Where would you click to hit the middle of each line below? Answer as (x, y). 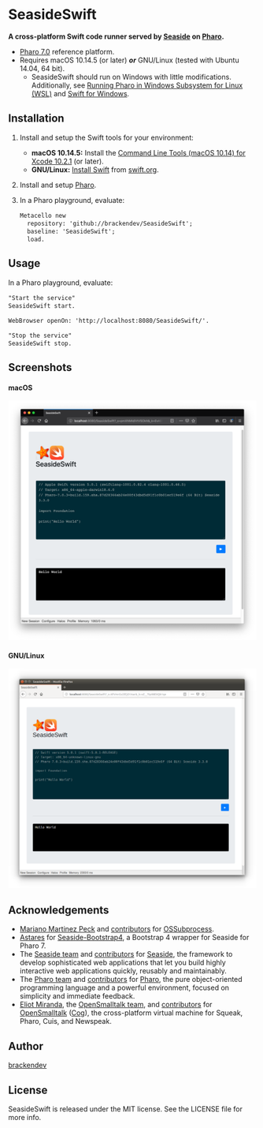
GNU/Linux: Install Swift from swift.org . (95, 169)
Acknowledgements (59, 910)
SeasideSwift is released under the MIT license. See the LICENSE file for (125, 1109)
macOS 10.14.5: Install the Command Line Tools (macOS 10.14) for (139, 152)
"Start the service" (42, 298)
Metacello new (43, 215)
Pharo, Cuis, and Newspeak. (65, 1021)
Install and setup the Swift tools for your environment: (107, 137)
